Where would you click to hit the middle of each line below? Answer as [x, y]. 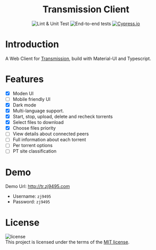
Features [25, 79]
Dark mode [25, 105]
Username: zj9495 [32, 196]
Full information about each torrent [49, 140]
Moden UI [23, 93]
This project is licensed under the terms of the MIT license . [67, 242]
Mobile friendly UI [31, 99]
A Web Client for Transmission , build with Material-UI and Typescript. [78, 58]
